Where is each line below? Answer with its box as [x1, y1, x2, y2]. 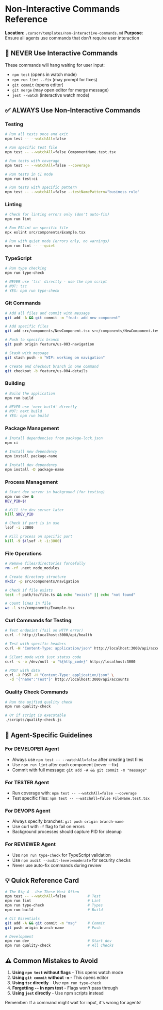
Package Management [5, 425, 59, 432]
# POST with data [5, 668, 40, 673]
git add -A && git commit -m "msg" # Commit [5, 920, 105, 925]
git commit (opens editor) [12, 82, 64, 88]
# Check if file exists [5, 588, 53, 593]
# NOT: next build [5, 409, 42, 414]
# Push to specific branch [5, 337, 60, 343]
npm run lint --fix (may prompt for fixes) [12, 76, 98, 82]
